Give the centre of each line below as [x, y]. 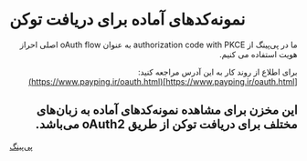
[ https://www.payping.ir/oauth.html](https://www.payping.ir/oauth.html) [163, 81]
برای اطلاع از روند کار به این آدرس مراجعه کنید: [217, 72]
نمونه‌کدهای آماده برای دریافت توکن [127, 20]
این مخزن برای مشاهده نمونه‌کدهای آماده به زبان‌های [167, 111]
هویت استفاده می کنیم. [258, 54]
